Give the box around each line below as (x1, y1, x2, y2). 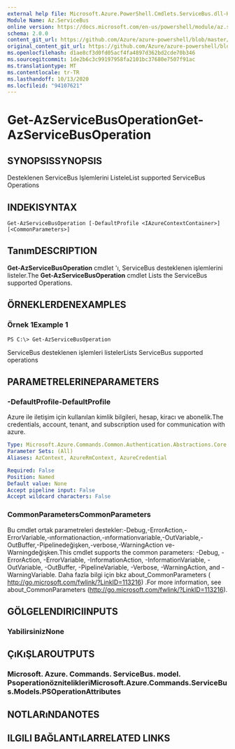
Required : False (7, 467, 55, 474)
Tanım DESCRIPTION (7, 245, 98, 257)
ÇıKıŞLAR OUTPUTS (7, 648, 95, 660)
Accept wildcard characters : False (7, 493, 111, 500)
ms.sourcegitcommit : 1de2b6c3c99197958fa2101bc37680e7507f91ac (7, 56, 196, 63)
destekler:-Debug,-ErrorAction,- (94, 525, 187, 534)
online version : (7, 23, 55, 30)
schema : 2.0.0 (7, 29, 49, 37)
